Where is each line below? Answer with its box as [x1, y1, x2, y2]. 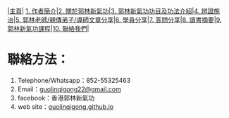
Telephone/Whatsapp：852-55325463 [17, 76, 131, 84]
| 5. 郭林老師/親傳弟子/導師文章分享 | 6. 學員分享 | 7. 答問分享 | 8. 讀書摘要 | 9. [13, 15, 222, 24]
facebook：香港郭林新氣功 [17, 93, 95, 102]
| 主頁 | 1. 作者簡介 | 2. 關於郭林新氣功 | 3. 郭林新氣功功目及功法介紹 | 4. [7, 7, 200, 15]
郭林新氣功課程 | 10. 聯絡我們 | [7, 25, 89, 32]
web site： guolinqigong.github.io [17, 102, 114, 111]
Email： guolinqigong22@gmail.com [17, 84, 122, 93]
